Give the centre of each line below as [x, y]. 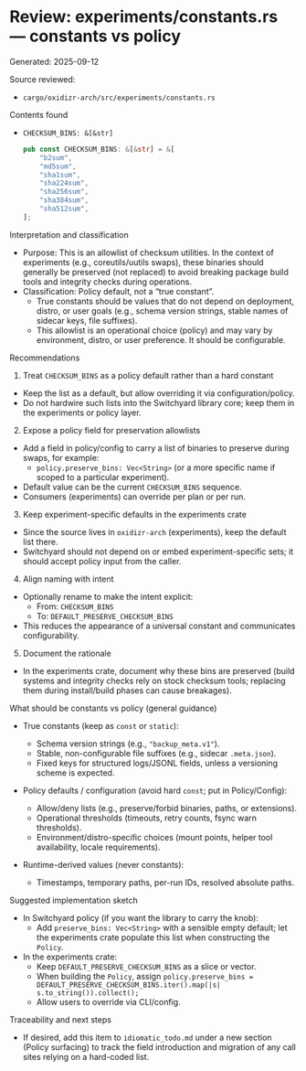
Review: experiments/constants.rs [144, 17]
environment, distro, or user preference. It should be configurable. [161, 339]
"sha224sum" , [64, 183]
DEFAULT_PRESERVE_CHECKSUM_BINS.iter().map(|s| [128, 985]
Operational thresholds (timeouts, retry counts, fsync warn [147, 818]
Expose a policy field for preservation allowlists [111, 430]
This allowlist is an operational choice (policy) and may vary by [154, 330]
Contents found [39, 114]
